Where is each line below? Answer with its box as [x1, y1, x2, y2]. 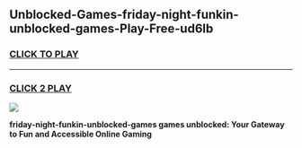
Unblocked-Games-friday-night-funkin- [9, 7, 240, 22]
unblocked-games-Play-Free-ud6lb [9, 22, 214, 37]
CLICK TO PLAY [9, 48, 79, 61]
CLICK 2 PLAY [9, 82, 72, 94]
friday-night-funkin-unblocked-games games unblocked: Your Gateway [9, 118, 285, 129]
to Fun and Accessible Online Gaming [9, 128, 153, 139]
